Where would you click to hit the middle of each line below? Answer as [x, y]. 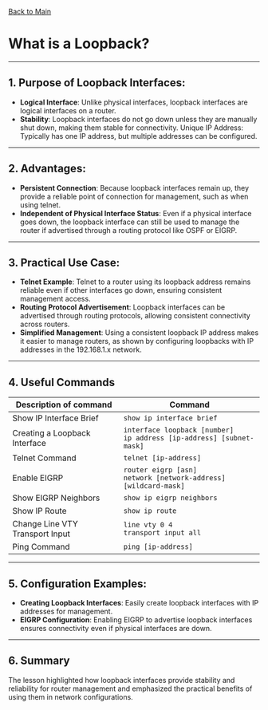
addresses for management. [66, 611]
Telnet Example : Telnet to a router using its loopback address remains [135, 282]
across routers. [45, 324]
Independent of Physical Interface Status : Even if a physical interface [136, 213]
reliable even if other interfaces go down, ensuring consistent [121, 290]
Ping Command [41, 547]
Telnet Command [45, 458]
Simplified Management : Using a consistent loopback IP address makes [139, 333]
